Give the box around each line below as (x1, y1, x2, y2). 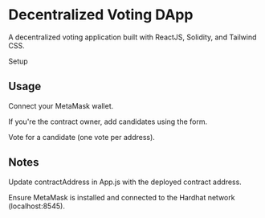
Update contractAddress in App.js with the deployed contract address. (8, 177, 243, 187)
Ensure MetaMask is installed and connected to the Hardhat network (8, 192, 235, 202)
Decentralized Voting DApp (8, 6, 194, 24)
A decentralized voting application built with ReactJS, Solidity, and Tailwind (8, 32, 257, 42)
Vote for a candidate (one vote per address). (8, 132, 155, 142)
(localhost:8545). (8, 201, 66, 211)
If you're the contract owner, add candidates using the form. (8, 117, 208, 126)
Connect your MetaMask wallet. (8, 101, 114, 110)
